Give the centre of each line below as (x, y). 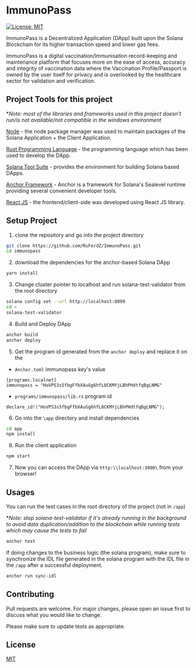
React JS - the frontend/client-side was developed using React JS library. (95, 202)
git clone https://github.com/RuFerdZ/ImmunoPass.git (74, 245)
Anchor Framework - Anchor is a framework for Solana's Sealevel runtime (96, 184)
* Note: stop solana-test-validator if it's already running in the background (96, 518)
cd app (14, 428)
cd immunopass (24, 251)
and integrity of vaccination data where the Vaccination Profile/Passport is (97, 68)
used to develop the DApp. (39, 155)
